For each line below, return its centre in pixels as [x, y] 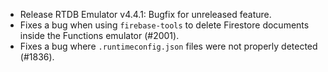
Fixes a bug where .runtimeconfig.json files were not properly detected [168, 46]
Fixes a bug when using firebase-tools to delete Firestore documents [164, 25]
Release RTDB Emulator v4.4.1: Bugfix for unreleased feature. [145, 14]
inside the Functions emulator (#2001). [99, 35]
